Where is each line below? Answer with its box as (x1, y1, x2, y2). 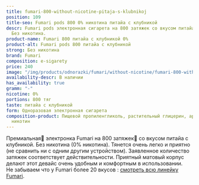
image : (6, 69, 23, 75)
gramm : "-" (6, 86, 33, 92)
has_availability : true (6, 80, 65, 86)
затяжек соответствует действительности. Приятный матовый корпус (6, 154, 185, 161)
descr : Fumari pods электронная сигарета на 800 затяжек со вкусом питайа (6, 25, 195, 31)
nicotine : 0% (6, 91, 38, 97)
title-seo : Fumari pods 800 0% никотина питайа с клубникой (6, 20, 158, 25)
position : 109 (6, 14, 41, 20)
